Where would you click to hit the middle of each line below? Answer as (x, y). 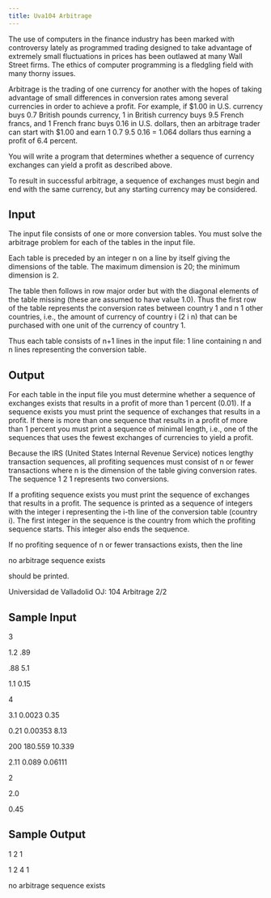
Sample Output (47, 834)
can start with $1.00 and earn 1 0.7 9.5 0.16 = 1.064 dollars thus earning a (130, 132)
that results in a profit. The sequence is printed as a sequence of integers (131, 503)
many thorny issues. (42, 73)
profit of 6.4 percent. (43, 140)
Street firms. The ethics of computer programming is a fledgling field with (131, 65)
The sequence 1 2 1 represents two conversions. (89, 479)
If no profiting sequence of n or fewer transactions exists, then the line (126, 545)
